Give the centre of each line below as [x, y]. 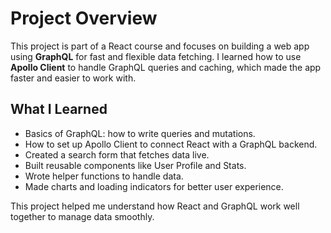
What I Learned [59, 109]
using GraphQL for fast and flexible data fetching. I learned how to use [156, 56]
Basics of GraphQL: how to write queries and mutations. [140, 133]
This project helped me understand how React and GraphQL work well [155, 206]
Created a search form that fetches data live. [117, 154]
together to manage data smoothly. [82, 216]
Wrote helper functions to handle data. [104, 176]
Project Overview [84, 18]
